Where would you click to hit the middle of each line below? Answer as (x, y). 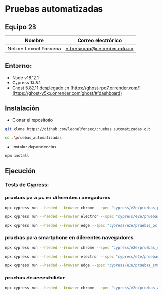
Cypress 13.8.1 (26, 82)
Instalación (22, 108)
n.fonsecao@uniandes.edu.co (99, 49)
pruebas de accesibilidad (35, 278)
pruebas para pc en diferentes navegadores (58, 197)
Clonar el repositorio (33, 120)
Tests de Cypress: (27, 184)
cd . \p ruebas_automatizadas (33, 138)
